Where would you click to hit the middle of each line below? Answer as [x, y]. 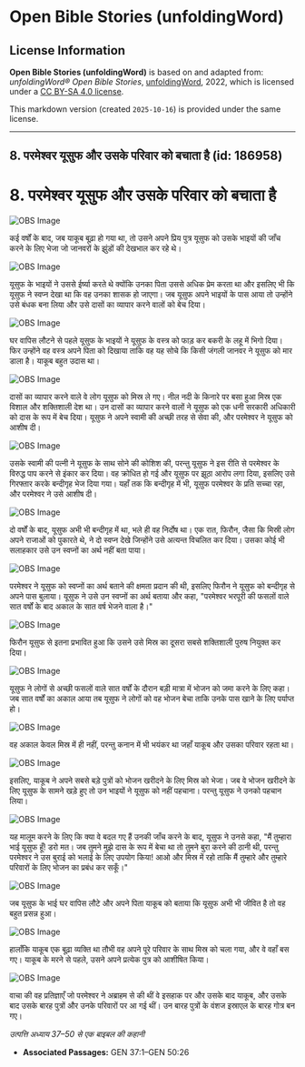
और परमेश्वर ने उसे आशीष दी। [54, 494]
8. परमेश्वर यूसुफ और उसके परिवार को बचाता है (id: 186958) [146, 156]
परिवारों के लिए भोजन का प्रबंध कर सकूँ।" [69, 868]
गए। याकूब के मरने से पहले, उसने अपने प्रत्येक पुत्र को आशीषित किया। [109, 960]
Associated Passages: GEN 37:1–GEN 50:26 [106, 1052]
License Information [67, 50]
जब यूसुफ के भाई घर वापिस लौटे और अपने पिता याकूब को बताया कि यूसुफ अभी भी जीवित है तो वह [148, 903]
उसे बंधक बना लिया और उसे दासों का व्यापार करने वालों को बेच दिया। [108, 305]
